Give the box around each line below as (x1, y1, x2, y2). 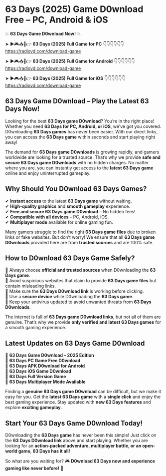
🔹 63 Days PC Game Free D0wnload (5, 358, 81, 364)
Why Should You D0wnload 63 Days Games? (5, 185, 147, 193)
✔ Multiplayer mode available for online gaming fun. (5, 219, 113, 225)
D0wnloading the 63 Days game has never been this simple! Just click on (5, 432, 157, 438)
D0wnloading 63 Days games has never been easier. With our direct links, (5, 128, 158, 134)
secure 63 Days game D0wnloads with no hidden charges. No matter (5, 159, 149, 165)
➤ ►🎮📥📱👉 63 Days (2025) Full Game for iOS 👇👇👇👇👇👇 (5, 75, 126, 81)
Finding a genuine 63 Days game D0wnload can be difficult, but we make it (5, 389, 161, 395)
